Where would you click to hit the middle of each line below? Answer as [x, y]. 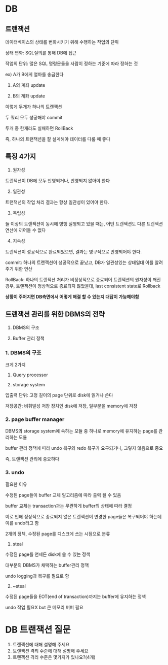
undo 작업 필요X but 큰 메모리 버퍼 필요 [44, 607]
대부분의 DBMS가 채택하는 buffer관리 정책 [47, 565]
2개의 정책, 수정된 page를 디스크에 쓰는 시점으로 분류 [58, 534]
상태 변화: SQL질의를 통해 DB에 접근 [41, 53]
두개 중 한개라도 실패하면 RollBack [39, 128]
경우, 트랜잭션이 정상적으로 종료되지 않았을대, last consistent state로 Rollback [83, 286]
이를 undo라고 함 [22, 523]
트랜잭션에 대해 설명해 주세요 [41, 645]
